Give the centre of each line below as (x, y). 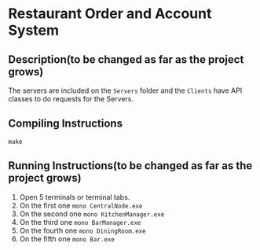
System (34, 30)
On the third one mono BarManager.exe (80, 222)
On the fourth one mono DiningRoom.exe (83, 230)
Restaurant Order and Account (110, 14)
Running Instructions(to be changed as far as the (130, 166)
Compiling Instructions (66, 124)
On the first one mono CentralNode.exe (81, 205)
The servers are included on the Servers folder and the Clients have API (125, 90)
